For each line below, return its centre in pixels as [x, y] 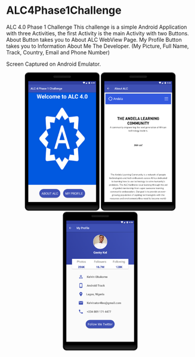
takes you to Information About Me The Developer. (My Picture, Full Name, [97, 46]
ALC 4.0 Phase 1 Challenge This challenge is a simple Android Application [97, 27]
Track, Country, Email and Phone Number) [58, 52]
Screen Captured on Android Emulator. [54, 64]
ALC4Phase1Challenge [64, 10]
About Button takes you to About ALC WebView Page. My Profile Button [94, 39]
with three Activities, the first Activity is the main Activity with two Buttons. [97, 33]
